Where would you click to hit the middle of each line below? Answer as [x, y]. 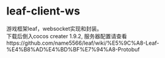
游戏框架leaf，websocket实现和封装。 [54, 28]
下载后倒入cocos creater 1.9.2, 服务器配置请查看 [67, 36]
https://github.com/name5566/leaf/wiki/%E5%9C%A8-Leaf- [83, 43]
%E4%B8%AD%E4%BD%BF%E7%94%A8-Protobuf [73, 49]
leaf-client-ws [43, 11]
